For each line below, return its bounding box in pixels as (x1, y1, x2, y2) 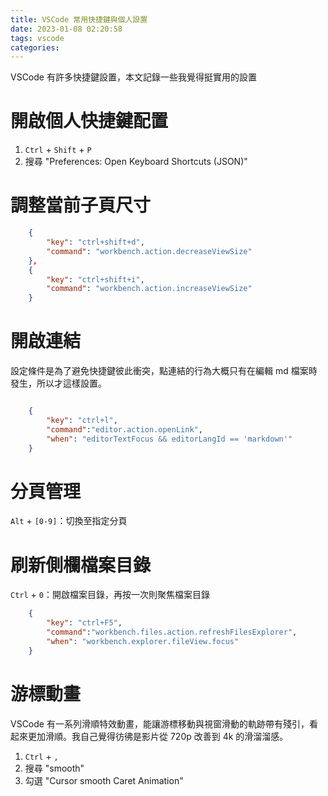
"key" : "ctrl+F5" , (46, 618, 123, 628)
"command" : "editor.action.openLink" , (46, 424, 203, 435)
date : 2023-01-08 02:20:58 (10, 24, 123, 34)
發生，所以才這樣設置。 (10, 377, 107, 390)
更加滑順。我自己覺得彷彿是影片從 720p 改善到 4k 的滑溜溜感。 (27, 730, 289, 742)
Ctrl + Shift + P (24, 144, 92, 156)
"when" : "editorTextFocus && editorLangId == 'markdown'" (46, 434, 293, 444)
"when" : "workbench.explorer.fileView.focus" (46, 636, 240, 646)
